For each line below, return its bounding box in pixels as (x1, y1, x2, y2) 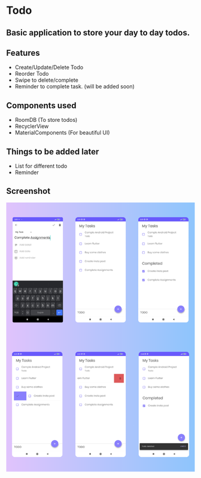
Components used (6, 100, 77, 110)
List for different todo (14, 163, 68, 170)
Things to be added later (6, 147, 99, 157)
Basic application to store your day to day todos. (6, 28, 190, 38)
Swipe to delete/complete (14, 76, 79, 84)
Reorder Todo (14, 70, 49, 77)
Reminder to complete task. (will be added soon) (14, 83, 135, 90)
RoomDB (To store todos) (14, 116, 78, 124)
